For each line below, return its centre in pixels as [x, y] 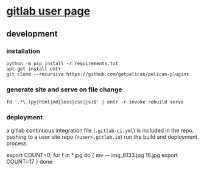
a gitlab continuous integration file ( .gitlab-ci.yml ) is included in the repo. [100, 131]
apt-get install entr [34, 69]
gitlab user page [48, 11]
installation [23, 51]
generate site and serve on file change [65, 89]
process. [17, 144]
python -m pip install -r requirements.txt [62, 63]
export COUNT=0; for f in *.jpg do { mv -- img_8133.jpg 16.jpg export [92, 155]
